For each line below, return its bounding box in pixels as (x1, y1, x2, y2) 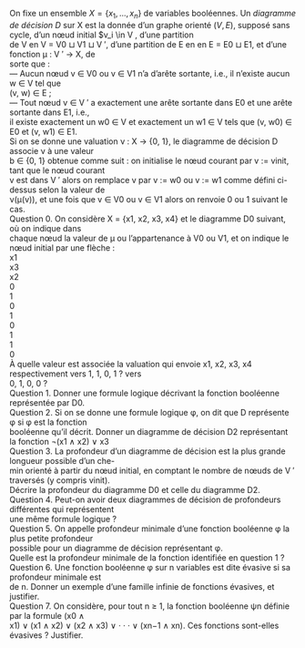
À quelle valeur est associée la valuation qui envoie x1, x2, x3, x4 (9, 358, 252, 369)
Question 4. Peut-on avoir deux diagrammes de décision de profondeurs (9, 494, 281, 505)
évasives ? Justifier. (9, 629, 84, 641)
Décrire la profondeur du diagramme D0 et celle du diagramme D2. (9, 484, 261, 495)
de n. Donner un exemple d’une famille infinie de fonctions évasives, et (9, 581, 275, 591)
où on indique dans (9, 222, 82, 233)
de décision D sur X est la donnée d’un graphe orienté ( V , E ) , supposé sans (9, 19, 290, 30)
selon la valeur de (38, 184, 106, 195)
